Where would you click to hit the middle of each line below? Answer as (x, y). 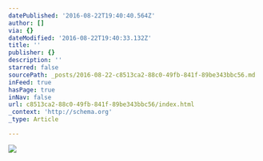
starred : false (34, 68)
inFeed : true (30, 82)
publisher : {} (32, 53)
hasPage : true (32, 90)
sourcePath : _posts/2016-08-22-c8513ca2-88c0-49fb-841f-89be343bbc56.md (132, 75)
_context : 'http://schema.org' (60, 112)
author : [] (26, 23)
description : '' (35, 61)
